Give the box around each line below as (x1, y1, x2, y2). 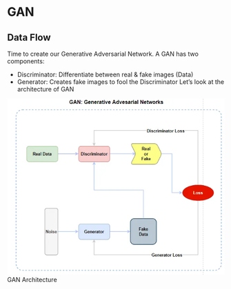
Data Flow (7, 32, 51, 43)
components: (7, 57, 45, 65)
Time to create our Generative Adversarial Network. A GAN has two (7, 50, 199, 58)
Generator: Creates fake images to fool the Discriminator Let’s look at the (17, 78, 225, 86)
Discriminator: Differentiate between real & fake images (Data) (17, 70, 194, 78)
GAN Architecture (7, 276, 57, 284)
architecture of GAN (17, 85, 74, 93)
